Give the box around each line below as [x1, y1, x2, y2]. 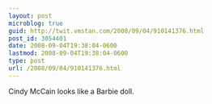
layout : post [8, 11, 53, 20]
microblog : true [8, 19, 63, 27]
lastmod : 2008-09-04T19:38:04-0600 [8, 49, 129, 57]
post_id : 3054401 [8, 34, 67, 43]
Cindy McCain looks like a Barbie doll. [8, 86, 135, 96]
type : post [8, 57, 45, 65]
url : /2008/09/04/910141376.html [8, 64, 121, 73]
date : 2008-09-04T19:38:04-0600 [8, 42, 117, 50]
